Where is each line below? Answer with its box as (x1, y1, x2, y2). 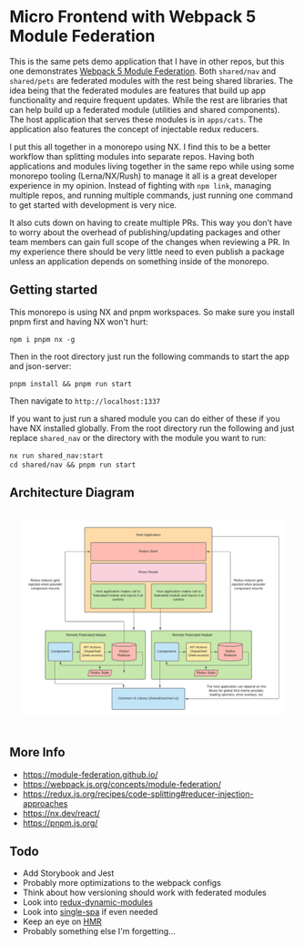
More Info (9, 745, 66, 760)
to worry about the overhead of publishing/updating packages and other (9, 226, 281, 238)
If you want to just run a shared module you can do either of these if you (9, 413, 280, 424)
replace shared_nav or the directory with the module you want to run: (9, 432, 267, 443)
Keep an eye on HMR (22, 916, 102, 927)
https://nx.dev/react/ (22, 807, 100, 818)
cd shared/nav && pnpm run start (9, 460, 137, 469)
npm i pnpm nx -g (9, 334, 76, 344)
